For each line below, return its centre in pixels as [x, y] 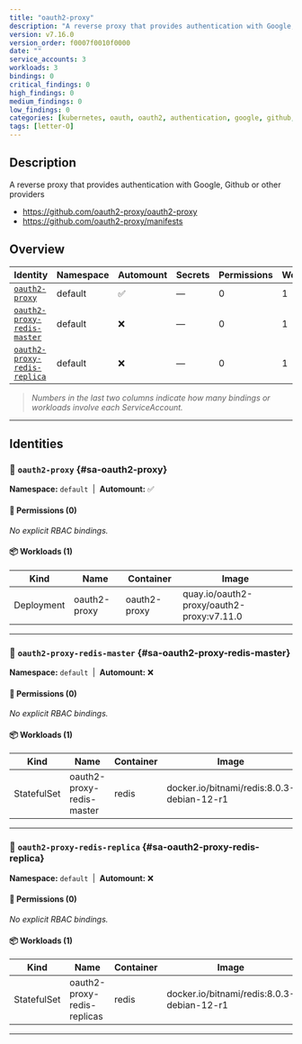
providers [27, 193]
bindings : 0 [31, 76]
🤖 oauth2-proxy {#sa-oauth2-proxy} [89, 469]
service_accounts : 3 [48, 59]
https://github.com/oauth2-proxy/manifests [102, 220]
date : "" [26, 51]
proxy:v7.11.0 [213, 616]
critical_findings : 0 [50, 85]
